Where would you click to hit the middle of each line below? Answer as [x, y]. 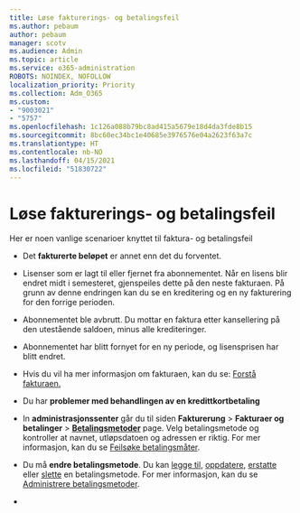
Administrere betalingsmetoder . [81, 484]
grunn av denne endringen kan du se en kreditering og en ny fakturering [157, 293]
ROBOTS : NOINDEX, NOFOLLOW [60, 77]
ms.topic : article [44, 60]
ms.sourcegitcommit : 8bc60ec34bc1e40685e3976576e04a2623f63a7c [131, 135]
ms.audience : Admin [46, 51]
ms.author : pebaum [44, 26]
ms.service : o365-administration [72, 69]
